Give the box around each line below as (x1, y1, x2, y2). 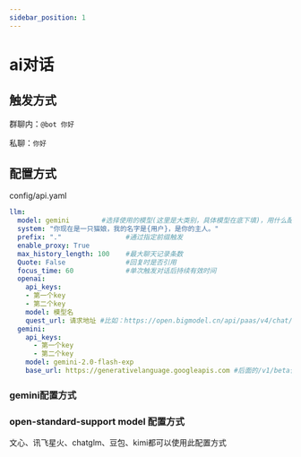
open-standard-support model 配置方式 (9, 415, 185, 427)
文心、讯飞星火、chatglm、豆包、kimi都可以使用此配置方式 (9, 437, 227, 448)
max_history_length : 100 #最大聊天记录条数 (17, 249, 184, 258)
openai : (17, 274, 47, 283)
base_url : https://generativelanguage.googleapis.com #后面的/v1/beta (25, 366, 291, 375)
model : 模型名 (25, 307, 74, 316)
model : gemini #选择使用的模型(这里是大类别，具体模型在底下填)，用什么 (17, 216, 288, 225)
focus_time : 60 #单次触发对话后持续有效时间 (17, 266, 217, 275)
